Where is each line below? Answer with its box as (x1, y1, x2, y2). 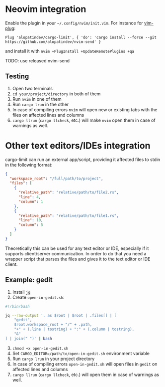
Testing (5, 72, 29, 81)
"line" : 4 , (18, 194, 41, 200)
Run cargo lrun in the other (12, 101, 69, 107)
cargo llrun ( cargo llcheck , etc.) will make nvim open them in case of (12, 117, 156, 123)
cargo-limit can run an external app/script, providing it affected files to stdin (5, 156, 161, 163)
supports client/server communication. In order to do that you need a (5, 250, 147, 256)
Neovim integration (5, 3, 86, 15)
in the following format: (5, 162, 53, 168)
